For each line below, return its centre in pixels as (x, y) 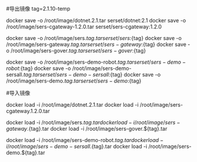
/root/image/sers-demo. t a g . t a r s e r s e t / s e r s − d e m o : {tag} (74, 81)
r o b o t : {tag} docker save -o (39, 68)
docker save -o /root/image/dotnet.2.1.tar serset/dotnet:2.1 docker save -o (96, 20)
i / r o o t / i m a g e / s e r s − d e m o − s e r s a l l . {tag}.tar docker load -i (77, 146)
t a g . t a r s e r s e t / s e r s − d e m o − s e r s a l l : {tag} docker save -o (92, 75)
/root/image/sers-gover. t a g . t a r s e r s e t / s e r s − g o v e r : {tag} (78, 51)
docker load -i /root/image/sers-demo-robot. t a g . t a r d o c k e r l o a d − (85, 140)
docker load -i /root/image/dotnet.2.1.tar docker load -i (72, 105)
